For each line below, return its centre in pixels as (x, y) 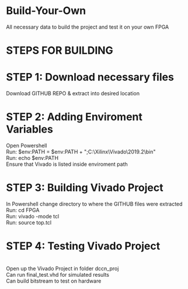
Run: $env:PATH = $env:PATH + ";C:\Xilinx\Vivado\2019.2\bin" (81, 152)
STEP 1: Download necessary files (90, 77)
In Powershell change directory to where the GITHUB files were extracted (94, 204)
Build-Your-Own (46, 11)
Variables (30, 129)
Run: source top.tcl (29, 222)
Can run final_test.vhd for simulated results (58, 274)
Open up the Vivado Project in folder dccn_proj (62, 268)
